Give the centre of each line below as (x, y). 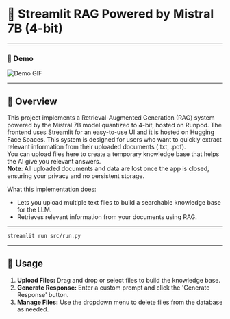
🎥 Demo (21, 58)
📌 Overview (32, 101)
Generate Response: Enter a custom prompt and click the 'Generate (113, 288)
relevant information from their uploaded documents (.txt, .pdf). (97, 147)
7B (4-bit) (35, 28)
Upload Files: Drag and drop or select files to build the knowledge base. (119, 280)
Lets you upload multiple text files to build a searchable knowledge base (119, 203)
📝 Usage (25, 264)
